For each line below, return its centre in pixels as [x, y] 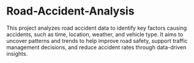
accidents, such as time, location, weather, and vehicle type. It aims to [95, 34]
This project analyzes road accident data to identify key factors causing [97, 28]
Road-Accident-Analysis [70, 11]
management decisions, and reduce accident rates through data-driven [96, 47]
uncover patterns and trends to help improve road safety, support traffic [97, 41]
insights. [17, 53]
